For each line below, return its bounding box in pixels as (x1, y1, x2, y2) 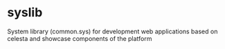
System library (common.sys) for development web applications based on (7, 27, 218, 35)
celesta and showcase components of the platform (7, 34, 152, 42)
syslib (7, 5, 43, 20)
